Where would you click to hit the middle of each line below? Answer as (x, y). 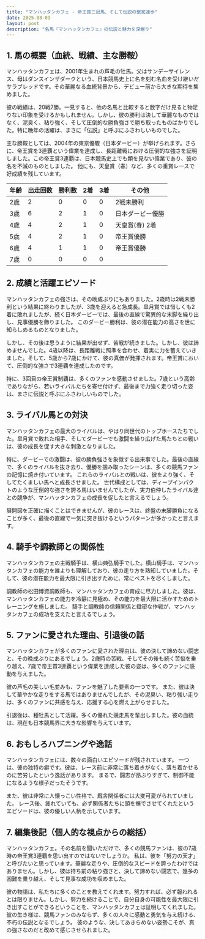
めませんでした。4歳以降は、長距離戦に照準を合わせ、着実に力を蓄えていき (102, 350)
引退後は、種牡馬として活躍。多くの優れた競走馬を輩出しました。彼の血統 (100, 715)
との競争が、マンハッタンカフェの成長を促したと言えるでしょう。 (89, 497)
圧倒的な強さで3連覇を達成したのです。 (66, 365)
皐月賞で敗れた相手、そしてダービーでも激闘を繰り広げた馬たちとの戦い (108, 439)
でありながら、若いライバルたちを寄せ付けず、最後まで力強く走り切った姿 (100, 386)
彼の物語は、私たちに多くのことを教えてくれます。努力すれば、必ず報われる (102, 891)
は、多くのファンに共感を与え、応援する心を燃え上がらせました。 (89, 702)
